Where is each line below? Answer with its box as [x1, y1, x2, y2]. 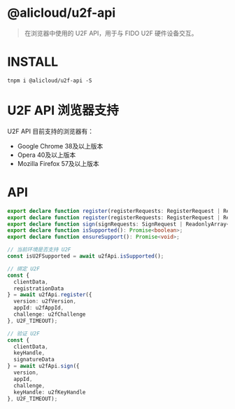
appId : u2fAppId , [13, 305, 64, 312]
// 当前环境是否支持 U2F [7, 247, 71, 254]
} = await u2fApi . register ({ [7, 291, 92, 298]
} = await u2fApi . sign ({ [7, 363, 80, 370]
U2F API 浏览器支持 [7, 103, 119, 118]
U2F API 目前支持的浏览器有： [7, 127, 94, 135]
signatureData [13, 356, 55, 363]
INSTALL [7, 54, 59, 70]
